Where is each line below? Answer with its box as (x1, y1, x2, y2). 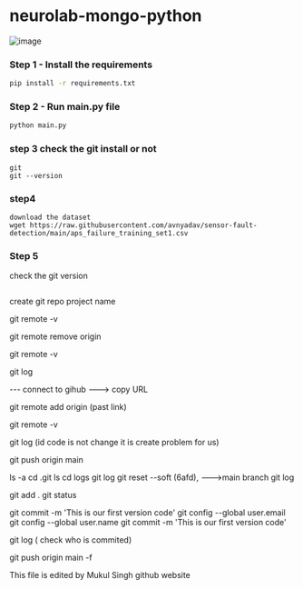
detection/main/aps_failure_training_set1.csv (9, 228, 189, 237)
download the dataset (9, 213, 92, 222)
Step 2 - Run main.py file (9, 101, 121, 114)
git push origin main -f (9, 552, 93, 564)
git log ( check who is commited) (9, 534, 132, 545)
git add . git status (9, 490, 77, 501)
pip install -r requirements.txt (9, 79, 136, 88)
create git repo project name (9, 296, 116, 307)
